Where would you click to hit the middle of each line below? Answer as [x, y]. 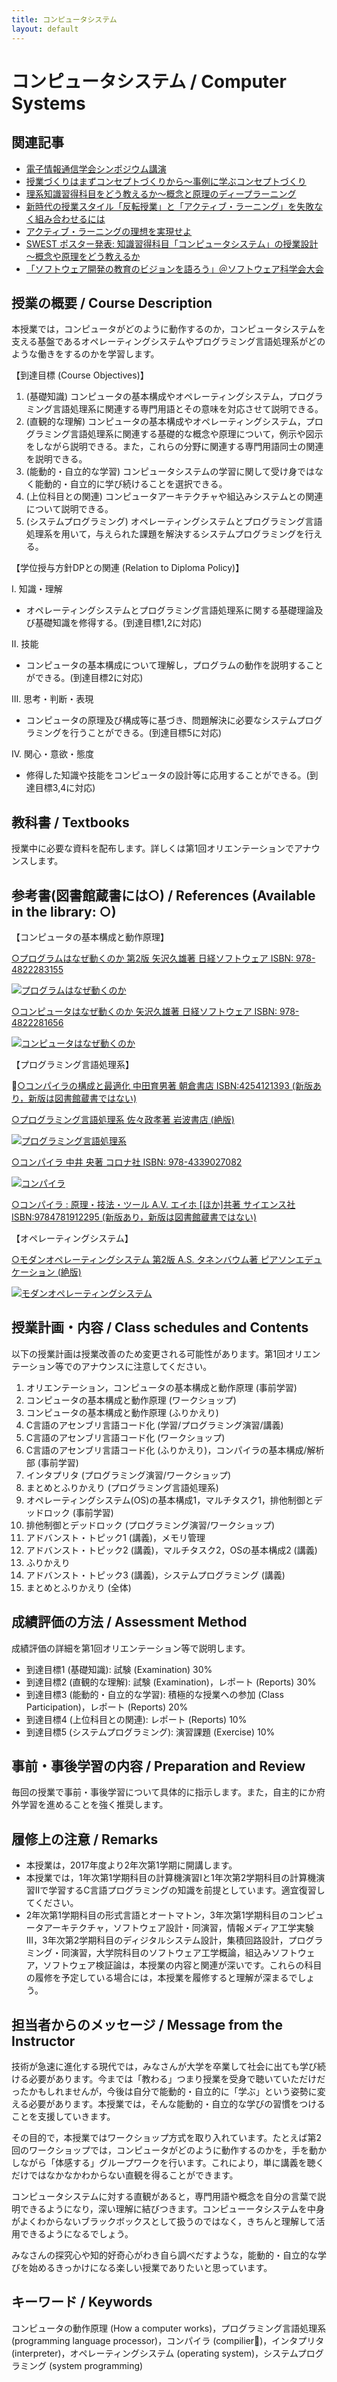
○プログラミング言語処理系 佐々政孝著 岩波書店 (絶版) [123, 1119]
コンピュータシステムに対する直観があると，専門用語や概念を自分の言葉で [164, 2196]
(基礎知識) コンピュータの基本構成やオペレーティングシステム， [157, 397]
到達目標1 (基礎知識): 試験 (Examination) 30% [119, 1669]
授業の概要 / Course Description [112, 302]
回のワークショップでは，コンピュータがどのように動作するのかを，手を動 [164, 2150]
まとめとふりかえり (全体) [78, 1587]
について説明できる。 [69, 509]
